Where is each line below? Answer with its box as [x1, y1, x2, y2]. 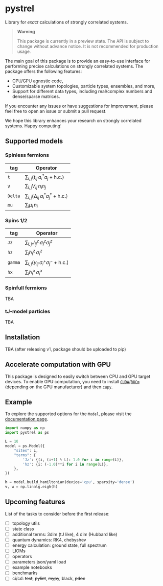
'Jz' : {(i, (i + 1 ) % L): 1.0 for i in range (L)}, [23, 457, 124, 462]
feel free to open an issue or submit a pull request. [5, 108, 107, 114]
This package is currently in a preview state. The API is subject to [17, 38, 149, 44]
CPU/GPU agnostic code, [12, 78, 63, 84]
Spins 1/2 [5, 217, 28, 224]
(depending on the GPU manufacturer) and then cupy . [5, 384, 113, 390]
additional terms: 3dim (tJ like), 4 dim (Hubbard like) [12, 531, 117, 537]
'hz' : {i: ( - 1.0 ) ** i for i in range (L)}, [23, 462, 109, 467]
